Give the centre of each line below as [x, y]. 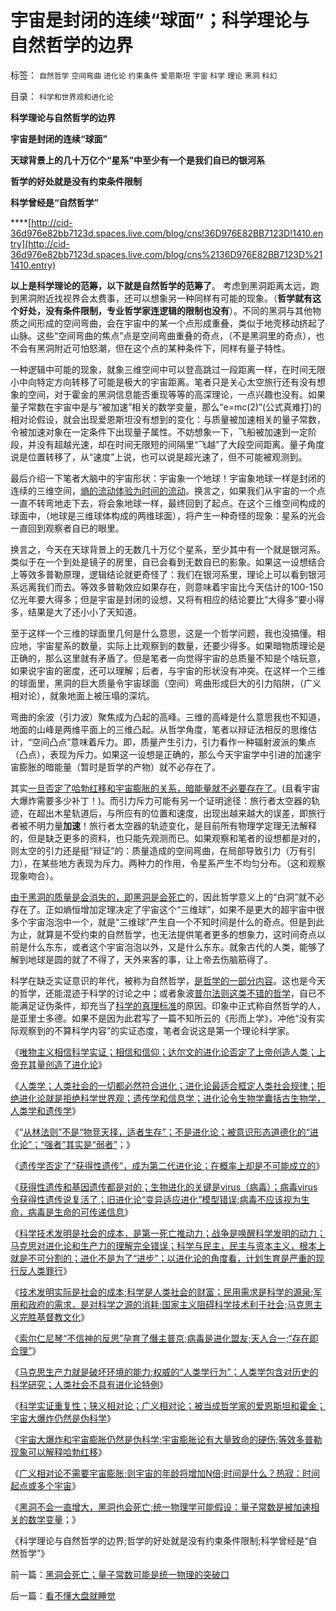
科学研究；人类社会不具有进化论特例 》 [89, 1384]
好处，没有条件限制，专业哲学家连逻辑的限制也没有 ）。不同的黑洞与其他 [165, 310]
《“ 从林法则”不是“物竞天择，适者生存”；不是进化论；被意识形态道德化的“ [160, 1132]
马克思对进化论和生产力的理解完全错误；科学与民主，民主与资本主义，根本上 [168, 1245]
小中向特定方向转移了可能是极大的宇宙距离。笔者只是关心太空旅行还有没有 [163, 382]
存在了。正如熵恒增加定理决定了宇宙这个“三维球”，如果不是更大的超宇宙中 [163, 909]
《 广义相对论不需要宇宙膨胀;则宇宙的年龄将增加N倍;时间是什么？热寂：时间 [165, 1473]
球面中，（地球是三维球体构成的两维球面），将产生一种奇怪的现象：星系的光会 [168, 515]
